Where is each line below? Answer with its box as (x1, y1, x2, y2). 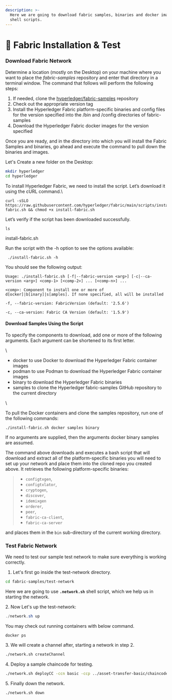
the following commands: (5, 415, 59, 421)
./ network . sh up (5, 613, 40, 618)
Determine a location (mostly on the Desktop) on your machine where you (5, 69, 161, 75)
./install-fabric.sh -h (7, 255, 58, 260)
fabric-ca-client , (25, 514, 64, 520)
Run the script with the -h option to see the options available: (5, 245, 134, 251)
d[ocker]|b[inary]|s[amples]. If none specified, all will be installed (5, 292, 164, 297)
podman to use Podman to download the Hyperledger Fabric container (12, 368, 162, 374)
